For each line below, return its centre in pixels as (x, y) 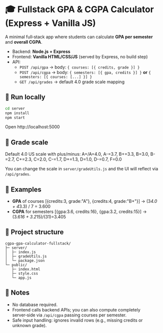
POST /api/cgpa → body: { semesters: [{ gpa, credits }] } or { (85, 72)
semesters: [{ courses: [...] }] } (56, 77)
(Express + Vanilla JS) (51, 23)
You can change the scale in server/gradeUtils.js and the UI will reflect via (81, 169)
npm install (17, 113)
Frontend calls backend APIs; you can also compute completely (76, 309)
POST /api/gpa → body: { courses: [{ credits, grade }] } (80, 67)
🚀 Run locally (25, 97)
